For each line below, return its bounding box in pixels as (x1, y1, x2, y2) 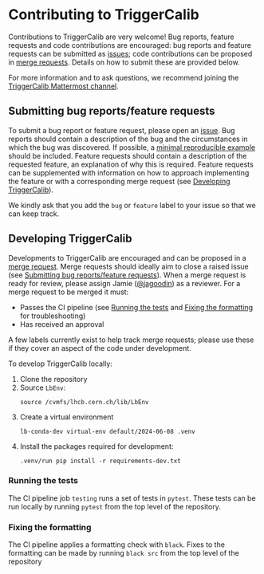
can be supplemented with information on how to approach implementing (8, 167, 250, 177)
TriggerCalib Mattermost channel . (8, 81, 120, 91)
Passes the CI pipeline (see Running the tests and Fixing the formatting (19, 302, 254, 312)
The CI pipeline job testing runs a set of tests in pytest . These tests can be (8, 493, 257, 503)
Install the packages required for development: (19, 441, 174, 451)
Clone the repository (19, 374, 88, 383)
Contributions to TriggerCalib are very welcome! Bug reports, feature (8, 32, 234, 41)
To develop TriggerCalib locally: (8, 359, 113, 368)
